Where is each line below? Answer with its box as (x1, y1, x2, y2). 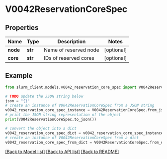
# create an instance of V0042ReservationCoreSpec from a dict (5, 135, 139, 140)
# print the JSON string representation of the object (5, 112, 121, 118)
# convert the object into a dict (5, 126, 77, 131)
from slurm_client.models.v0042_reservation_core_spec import (5, 85, 137, 90)
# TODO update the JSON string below (5, 94, 83, 99)
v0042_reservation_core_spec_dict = (5, 131, 81, 136)
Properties (5, 23, 39, 32)
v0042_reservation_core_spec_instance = (5, 108, 90, 113)
